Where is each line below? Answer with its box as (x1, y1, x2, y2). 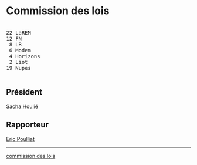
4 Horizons (9, 53, 40, 59)
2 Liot (9, 59, 28, 65)
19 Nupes (6, 65, 31, 71)
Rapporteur (6, 120, 49, 130)
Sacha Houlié (6, 103, 38, 110)
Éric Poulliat (6, 135, 35, 142)
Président (6, 87, 43, 97)
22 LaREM (6, 29, 31, 36)
